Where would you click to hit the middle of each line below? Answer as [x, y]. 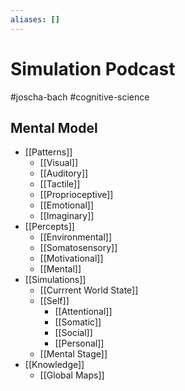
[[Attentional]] [83, 312]
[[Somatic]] [78, 322]
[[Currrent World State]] [89, 290]
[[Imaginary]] [67, 216]
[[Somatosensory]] [78, 248]
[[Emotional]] [66, 205]
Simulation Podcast [93, 68]
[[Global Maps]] [72, 375]
